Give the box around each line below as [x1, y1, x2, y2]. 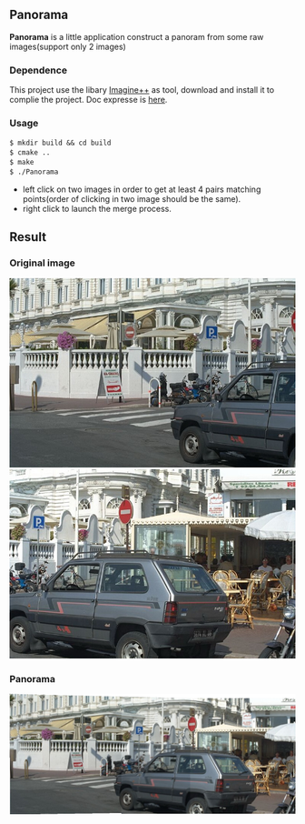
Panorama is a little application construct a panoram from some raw [9, 31, 264, 42]
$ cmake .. [9, 148, 51, 157]
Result [9, 229, 47, 245]
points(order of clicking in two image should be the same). [22, 193, 241, 204]
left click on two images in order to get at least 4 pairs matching [22, 184, 261, 195]
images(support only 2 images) [9, 41, 127, 52]
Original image [9, 256, 75, 269]
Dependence [9, 64, 68, 76]
